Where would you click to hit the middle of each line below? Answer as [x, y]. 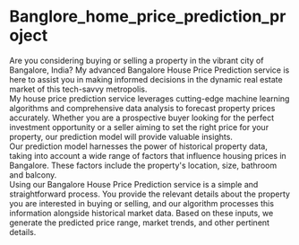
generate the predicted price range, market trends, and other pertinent [140, 223]
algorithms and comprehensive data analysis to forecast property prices [142, 108]
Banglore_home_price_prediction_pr [148, 17]
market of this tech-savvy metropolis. [78, 89]
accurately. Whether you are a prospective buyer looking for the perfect [142, 118]
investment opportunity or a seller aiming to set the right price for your [139, 127]
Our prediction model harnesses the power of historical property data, [139, 146]
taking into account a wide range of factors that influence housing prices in [148, 155]
